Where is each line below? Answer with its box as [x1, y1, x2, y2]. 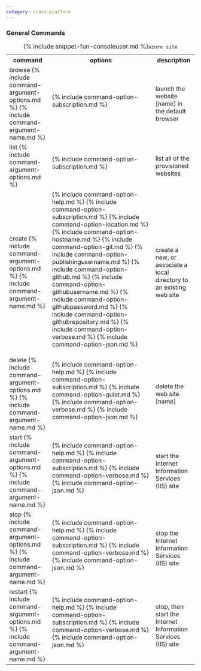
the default [155, 107, 187, 115]
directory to [155, 275, 188, 284]
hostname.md [51, 235, 91, 243]
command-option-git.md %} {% [51, 242, 144, 251]
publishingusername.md [51, 257, 120, 266]
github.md [51, 272, 81, 281]
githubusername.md [51, 287, 109, 296]
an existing [155, 283, 187, 291]
